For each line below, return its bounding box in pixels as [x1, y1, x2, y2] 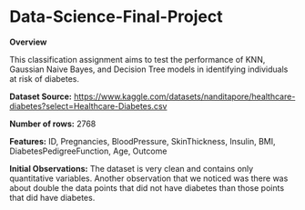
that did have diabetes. [9, 192, 96, 203]
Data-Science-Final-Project [9, 6, 223, 27]
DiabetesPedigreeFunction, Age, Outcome [9, 145, 168, 156]
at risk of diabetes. [9, 73, 80, 84]
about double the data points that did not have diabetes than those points [9, 182, 285, 193]
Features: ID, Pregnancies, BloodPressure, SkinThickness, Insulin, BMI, [9, 135, 276, 146]
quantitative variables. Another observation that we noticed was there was [9, 173, 289, 184]
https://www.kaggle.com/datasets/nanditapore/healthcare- [74, 91, 296, 102]
